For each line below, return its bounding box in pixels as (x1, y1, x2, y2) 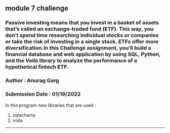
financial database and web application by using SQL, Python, (5, 51, 161, 58)
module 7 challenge (5, 4, 69, 13)
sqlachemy (12, 112, 36, 118)
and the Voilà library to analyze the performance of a (5, 57, 138, 64)
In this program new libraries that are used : (5, 102, 96, 108)
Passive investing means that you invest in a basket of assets (5, 19, 159, 26)
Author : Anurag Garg (5, 77, 59, 84)
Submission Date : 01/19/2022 (5, 91, 81, 98)
